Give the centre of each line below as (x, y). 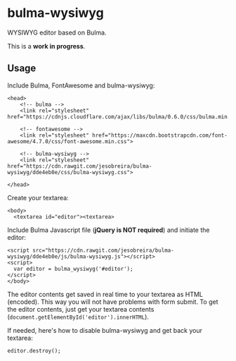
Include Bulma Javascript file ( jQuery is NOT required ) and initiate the (109, 230)
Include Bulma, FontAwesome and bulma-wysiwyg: (81, 85)
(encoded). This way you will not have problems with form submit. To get (113, 302)
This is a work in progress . (46, 46)
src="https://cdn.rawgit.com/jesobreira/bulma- (103, 250)
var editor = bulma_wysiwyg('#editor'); (73, 269)
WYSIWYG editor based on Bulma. (57, 32)
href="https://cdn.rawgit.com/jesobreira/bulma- (80, 166)
